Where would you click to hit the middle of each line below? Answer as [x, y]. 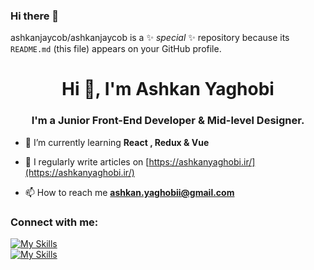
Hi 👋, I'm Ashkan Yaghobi [168, 89]
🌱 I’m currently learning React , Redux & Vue [117, 142]
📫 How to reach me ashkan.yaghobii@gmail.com [129, 192]
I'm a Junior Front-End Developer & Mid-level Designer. [168, 121]
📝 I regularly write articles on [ [87, 161]
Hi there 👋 [35, 16]
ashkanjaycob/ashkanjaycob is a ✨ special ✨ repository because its [150, 38]
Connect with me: [54, 222]
